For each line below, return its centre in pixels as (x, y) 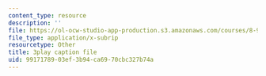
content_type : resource (47, 15)
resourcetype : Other (42, 45)
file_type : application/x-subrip (63, 38)
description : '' (35, 23)
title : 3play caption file (53, 52)
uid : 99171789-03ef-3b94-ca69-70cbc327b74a (81, 60)
